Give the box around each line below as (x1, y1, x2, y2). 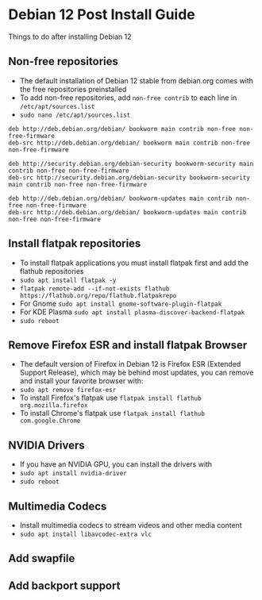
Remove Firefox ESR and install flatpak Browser (8, 338, 248, 352)
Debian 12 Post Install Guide (8, 6, 196, 24)
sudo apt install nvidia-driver (19, 470, 127, 478)
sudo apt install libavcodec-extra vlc (19, 530, 152, 538)
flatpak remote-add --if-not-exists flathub (19, 284, 170, 293)
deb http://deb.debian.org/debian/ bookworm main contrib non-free (8, 125, 237, 133)
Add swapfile (8, 552, 75, 565)
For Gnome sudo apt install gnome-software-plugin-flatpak (19, 298, 222, 308)
